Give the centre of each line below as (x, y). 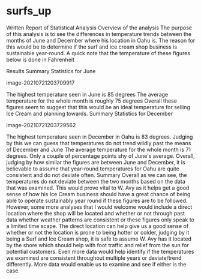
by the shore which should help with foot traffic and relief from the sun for (97, 245)
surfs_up (29, 11)
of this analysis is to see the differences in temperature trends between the (99, 34)
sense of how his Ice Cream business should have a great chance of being (98, 194)
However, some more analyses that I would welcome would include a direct (99, 207)
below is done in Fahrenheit (40, 59)
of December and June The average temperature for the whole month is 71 (98, 149)
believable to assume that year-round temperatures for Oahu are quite (93, 169)
